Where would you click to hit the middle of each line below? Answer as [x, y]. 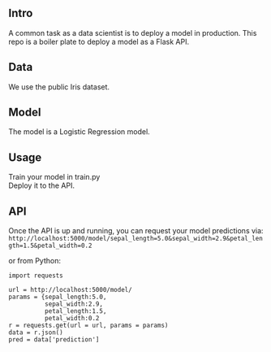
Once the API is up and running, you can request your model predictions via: [136, 231]
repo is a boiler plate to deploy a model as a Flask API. [99, 41]
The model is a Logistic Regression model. [79, 132]
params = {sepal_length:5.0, [58, 297]
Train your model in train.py [54, 177]
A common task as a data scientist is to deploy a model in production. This [133, 33]
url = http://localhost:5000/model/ [70, 290]
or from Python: [34, 261]
